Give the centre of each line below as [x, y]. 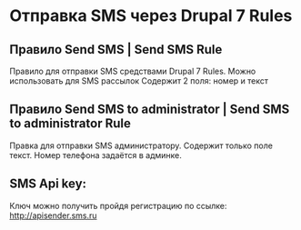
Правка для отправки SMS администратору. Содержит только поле [141, 145]
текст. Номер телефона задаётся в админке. [95, 155]
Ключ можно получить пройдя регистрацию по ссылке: [118, 205]
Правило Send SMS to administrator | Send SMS [150, 110]
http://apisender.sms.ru [53, 215]
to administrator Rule [70, 124]
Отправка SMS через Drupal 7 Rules [151, 16]
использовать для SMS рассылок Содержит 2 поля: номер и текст [139, 81]
